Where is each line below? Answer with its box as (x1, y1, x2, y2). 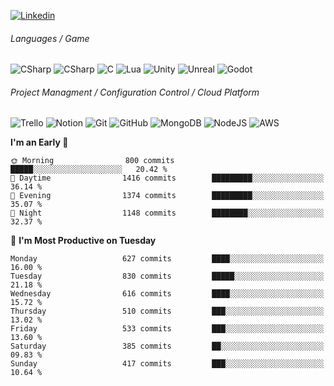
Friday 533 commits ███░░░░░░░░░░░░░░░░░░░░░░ (10, 324, 325, 334)
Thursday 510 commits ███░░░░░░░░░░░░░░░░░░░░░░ (10, 306, 325, 317)
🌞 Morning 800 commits (10, 156, 175, 166)
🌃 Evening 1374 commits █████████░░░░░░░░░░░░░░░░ (10, 191, 325, 201)
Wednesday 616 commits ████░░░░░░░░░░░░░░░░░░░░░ (10, 289, 325, 299)
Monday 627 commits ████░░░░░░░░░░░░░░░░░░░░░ (10, 254, 325, 264)
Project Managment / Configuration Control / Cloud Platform (10, 86, 260, 98)
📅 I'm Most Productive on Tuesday (10, 235, 157, 247)
